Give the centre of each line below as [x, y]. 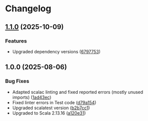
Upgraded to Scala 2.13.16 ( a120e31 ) [49, 113]
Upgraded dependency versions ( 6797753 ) [56, 51]
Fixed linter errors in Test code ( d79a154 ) [54, 102]
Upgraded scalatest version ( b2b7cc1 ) [51, 108]
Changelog [28, 9]
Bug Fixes [17, 81]
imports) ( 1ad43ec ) [32, 97]
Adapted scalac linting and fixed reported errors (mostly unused [78, 92]
